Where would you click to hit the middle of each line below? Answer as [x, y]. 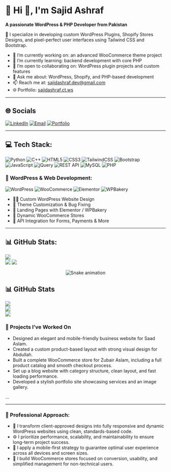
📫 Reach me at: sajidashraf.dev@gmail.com [59, 82]
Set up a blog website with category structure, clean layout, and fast [84, 371]
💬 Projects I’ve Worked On [38, 327]
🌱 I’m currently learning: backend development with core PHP [77, 60]
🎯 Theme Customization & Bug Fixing [51, 204]
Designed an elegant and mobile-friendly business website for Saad [84, 338]
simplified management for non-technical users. [63, 464]
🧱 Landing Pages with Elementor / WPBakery [60, 210]
